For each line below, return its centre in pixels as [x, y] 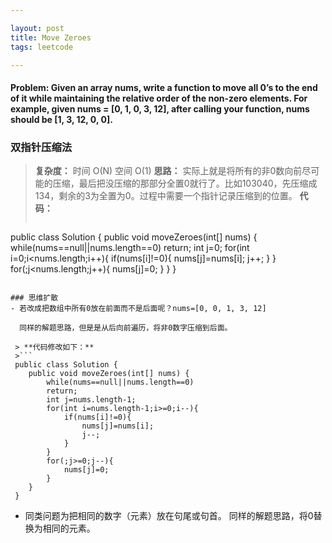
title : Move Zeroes [51, 37]
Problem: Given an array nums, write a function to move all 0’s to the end [164, 87]
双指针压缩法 [41, 147]
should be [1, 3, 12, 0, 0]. [61, 119]
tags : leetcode [42, 47]
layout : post [37, 28]
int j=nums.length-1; [91, 400]
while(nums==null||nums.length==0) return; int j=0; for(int [130, 248]
